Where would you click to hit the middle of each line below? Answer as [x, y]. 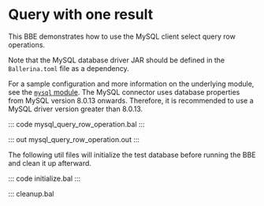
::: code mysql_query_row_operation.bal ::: [76, 124]
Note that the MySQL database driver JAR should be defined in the [117, 60]
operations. [27, 44]
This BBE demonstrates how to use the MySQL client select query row [122, 36]
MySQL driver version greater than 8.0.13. [76, 109]
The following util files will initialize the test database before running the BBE [132, 155]
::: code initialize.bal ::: [45, 178]
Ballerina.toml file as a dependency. [69, 68]
